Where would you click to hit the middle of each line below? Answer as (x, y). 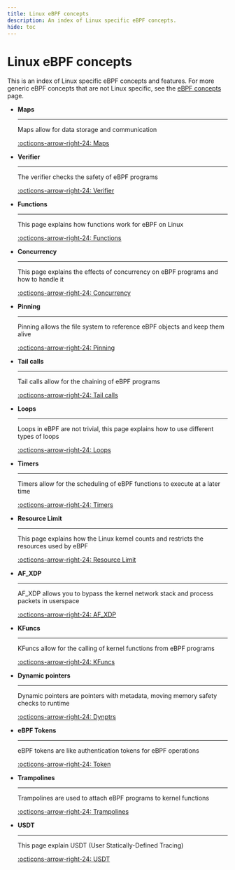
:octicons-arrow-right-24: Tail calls (68, 395)
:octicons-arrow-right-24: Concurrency (74, 293)
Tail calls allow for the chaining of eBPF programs (89, 382)
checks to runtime (43, 704)
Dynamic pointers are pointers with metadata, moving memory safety (117, 696)
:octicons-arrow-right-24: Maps (63, 143)
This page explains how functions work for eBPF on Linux (100, 225)
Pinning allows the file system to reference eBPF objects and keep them (121, 327)
